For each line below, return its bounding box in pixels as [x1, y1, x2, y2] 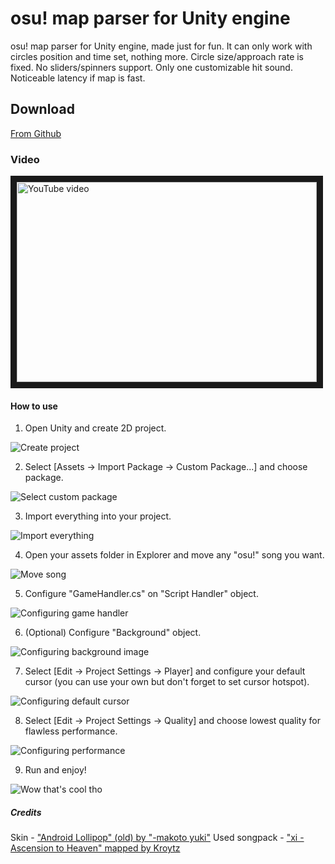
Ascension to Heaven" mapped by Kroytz [10, 842, 181, 854]
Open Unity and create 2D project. [24, 422, 167, 434]
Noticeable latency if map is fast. [10, 72, 146, 84]
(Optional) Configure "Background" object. [24, 627, 202, 639]
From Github [10, 127, 62, 139]
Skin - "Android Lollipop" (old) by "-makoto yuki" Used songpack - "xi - [10, 832, 305, 844]
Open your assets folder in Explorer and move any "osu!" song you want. [24, 549, 325, 561]
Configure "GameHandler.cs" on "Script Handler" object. [24, 588, 259, 600]
